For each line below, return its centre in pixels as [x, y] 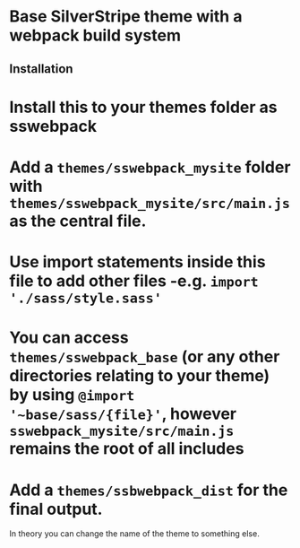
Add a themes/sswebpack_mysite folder [150, 167]
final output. [56, 509]
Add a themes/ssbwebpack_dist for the [149, 490]
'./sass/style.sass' [86, 298]
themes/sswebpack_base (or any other [145, 357]
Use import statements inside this [137, 262]
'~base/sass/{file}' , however [123, 414]
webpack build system [95, 35]
